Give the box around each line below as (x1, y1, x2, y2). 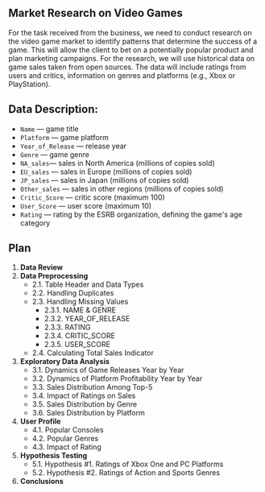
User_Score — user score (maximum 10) (19, 201, 151, 210)
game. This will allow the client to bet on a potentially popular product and (8, 44, 254, 55)
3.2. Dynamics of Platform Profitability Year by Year (31, 374, 203, 383)
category (19, 217, 51, 228)
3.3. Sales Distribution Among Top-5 (31, 382, 153, 392)
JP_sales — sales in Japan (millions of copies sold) (19, 175, 189, 184)
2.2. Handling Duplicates (31, 288, 114, 298)
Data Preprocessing (19, 271, 89, 281)
